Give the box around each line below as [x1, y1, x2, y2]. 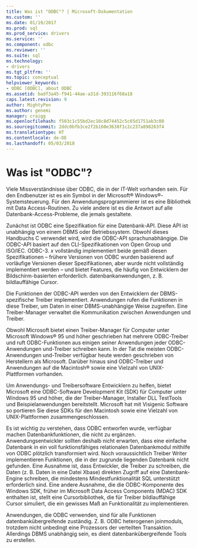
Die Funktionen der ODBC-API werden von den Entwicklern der [6, 290, 159, 297]
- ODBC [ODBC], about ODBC [6, 86, 72, 92]
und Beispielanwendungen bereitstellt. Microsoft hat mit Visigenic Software [6, 400, 188, 407]
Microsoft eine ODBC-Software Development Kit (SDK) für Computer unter [6, 388, 187, 395]
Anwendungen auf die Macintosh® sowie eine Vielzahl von [6, 364, 148, 371]
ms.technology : [6, 58, 44, 64]
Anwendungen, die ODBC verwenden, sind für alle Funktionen [6, 511, 156, 518]
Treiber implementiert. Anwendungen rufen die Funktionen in [35, 296, 183, 303]
